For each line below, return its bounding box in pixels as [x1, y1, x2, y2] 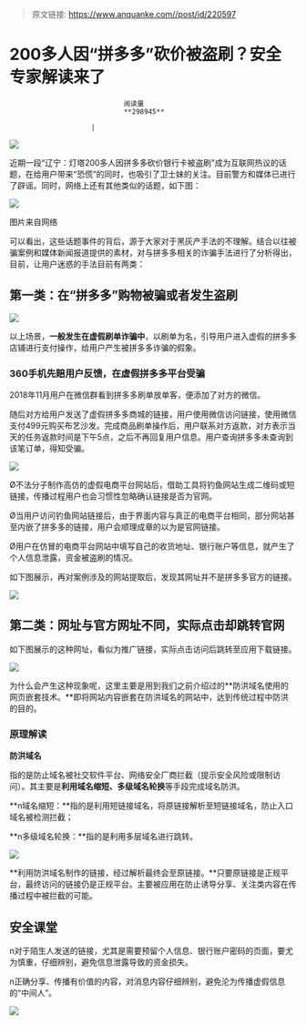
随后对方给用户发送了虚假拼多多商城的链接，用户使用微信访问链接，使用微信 [9, 409, 297, 420]
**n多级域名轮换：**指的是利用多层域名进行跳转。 [9, 831, 199, 842]
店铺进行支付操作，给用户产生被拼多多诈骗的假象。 [9, 341, 201, 353]
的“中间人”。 [9, 987, 57, 998]
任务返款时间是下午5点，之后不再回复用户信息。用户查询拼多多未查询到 [25, 431, 294, 442]
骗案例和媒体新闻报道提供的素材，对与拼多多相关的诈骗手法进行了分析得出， [9, 247, 297, 258]
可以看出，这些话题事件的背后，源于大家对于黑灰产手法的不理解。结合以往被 [9, 236, 297, 247]
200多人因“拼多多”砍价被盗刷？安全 [9, 45, 282, 65]
